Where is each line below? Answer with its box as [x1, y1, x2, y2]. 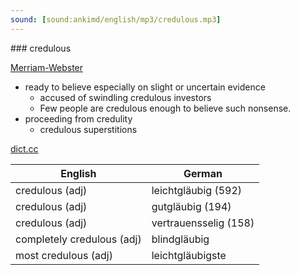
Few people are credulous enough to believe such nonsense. [39, 102, 292, 114]
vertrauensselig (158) [151, 216, 255, 230]
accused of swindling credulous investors [39, 91, 212, 103]
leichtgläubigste [151, 248, 227, 262]
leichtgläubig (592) [151, 183, 243, 197]
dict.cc [10, 142, 39, 155]
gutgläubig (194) [151, 199, 232, 213]
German [183, 166, 223, 180]
